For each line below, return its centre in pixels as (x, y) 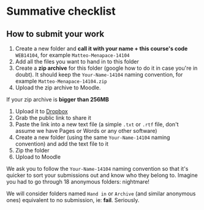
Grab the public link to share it (53, 118)
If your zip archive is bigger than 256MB (58, 99)
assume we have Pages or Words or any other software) (86, 131)
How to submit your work (55, 34)
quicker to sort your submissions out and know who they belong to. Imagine (102, 175)
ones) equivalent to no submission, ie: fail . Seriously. (73, 200)
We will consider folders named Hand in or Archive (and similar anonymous (101, 193)
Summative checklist (61, 11)
